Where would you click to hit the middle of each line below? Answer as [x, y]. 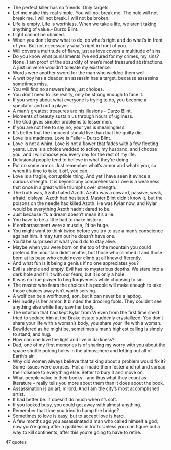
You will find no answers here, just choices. [58, 89]
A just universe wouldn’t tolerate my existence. [62, 67]
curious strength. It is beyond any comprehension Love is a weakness [86, 182]
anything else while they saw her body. [54, 307]
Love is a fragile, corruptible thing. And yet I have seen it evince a [81, 176]
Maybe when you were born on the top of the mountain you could [82, 247]
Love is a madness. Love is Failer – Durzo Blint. [62, 138]
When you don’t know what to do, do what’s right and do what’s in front [88, 40]
